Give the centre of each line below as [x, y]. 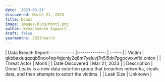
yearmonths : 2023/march [30, 38]
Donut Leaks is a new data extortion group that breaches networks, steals [82, 68]
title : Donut [19, 19]
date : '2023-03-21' [26, 10]
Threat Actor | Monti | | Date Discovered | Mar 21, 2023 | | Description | [79, 63]
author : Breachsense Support [36, 29]
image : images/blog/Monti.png [37, 24]
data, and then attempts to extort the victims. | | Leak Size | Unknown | [79, 74]
